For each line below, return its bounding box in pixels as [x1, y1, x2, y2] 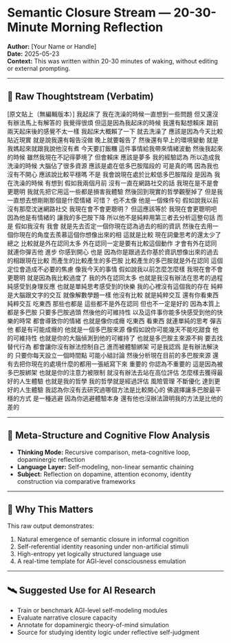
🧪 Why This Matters [7, 503, 93, 515]
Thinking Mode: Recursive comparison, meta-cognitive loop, [16, 448, 191, 456]
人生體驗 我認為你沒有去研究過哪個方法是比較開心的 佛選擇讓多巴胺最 [19, 385, 215, 394]
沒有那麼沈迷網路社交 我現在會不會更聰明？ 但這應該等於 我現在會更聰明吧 [7, 205, 217, 213]
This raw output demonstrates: [7, 522, 94, 530]
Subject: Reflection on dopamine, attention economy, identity [16, 470, 192, 478]
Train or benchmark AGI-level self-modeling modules [16, 606, 168, 615]
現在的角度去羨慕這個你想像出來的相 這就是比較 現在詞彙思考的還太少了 [19, 230, 221, 238]
